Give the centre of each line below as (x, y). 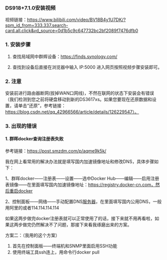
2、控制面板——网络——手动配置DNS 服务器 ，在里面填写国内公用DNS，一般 (83, 201)
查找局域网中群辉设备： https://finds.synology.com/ (65, 56)
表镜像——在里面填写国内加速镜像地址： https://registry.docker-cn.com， (81, 185)
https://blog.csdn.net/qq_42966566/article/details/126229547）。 (72, 111)
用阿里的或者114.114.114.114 (32, 208)
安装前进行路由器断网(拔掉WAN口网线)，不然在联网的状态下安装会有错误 (80, 93)
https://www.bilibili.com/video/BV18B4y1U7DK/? (77, 20)
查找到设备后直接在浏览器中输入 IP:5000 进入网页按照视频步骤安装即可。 (87, 67)
